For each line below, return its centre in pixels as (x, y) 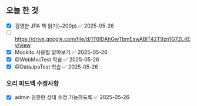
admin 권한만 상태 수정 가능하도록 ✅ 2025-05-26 (72, 97)
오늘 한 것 (22, 11)
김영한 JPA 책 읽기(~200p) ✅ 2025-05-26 (64, 26)
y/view (23, 45)
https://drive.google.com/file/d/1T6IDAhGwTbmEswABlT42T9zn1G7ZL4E (103, 39)
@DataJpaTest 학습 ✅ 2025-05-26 (56, 67)
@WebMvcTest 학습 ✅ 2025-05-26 (57, 59)
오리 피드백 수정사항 (33, 84)
